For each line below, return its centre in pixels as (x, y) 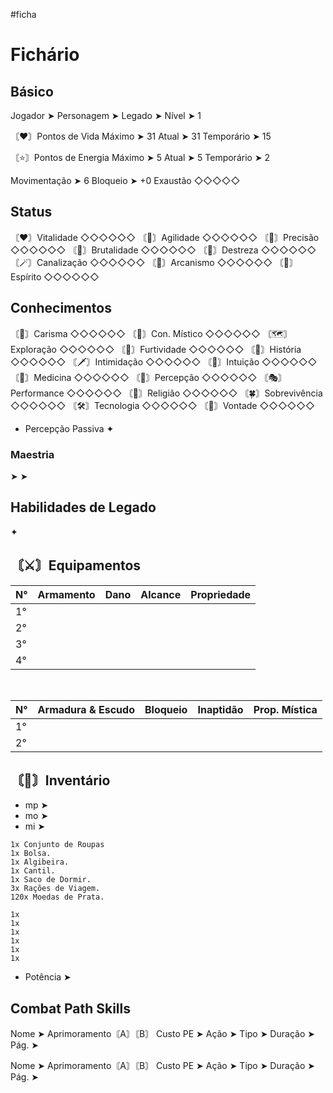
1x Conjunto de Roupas (57, 845)
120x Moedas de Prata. (57, 897)
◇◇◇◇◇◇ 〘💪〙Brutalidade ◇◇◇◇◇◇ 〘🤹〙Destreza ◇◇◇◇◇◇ (163, 250)
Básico (32, 91)
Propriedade (221, 594)
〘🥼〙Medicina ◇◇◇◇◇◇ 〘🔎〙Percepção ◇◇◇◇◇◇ (134, 377)
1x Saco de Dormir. (51, 880)
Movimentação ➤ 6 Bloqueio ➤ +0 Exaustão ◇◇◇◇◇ (125, 180)
